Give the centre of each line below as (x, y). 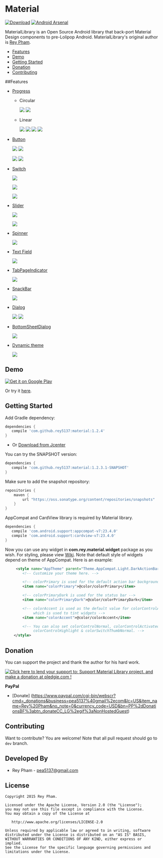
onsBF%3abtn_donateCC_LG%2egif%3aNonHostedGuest (70, 711)
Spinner (20, 233)
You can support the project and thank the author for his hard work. (73, 662)
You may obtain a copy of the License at (48, 814)
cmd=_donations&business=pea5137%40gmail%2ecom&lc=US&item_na (85, 701)
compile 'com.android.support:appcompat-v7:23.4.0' (65, 531)
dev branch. (16, 743)
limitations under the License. (38, 852)
